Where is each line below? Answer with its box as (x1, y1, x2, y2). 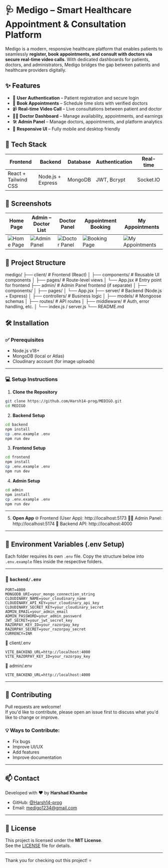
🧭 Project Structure (5, 258, 66, 267)
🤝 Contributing (5, 690, 52, 699)
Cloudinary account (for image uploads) (12, 358, 95, 364)
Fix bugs (12, 738, 30, 744)
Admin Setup (12, 478, 40, 484)
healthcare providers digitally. (5, 67, 66, 73)
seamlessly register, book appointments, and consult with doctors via (5, 51, 152, 57)
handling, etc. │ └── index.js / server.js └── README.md (5, 304, 124, 310)
